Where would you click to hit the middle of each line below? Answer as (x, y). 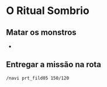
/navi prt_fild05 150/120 (37, 78)
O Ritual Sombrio (48, 11)
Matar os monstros (42, 32)
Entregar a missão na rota (53, 65)
